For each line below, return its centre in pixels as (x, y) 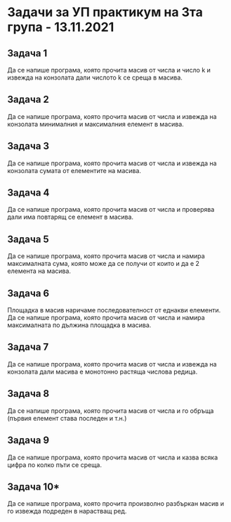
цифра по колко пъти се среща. (55, 464)
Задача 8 (28, 394)
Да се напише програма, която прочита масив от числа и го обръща (111, 410)
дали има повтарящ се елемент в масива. (71, 217)
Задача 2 (28, 100)
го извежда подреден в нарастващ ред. (67, 511)
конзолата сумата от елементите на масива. (74, 170)
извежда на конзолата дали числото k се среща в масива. (95, 77)
